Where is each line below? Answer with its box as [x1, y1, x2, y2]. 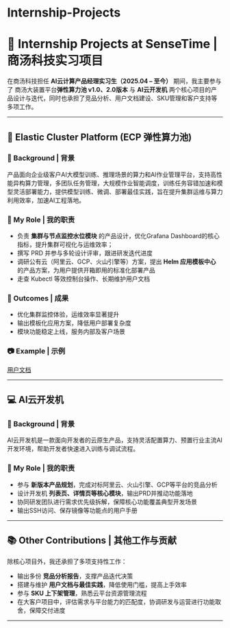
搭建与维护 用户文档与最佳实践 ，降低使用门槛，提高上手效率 [16, 580, 187, 588]
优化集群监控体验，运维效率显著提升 [16, 310, 120, 318]
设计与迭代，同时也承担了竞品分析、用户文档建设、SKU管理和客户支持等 [12, 94, 218, 102]
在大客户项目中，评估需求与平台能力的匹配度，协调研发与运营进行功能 [16, 597, 216, 605]
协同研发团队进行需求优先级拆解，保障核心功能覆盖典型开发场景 [16, 498, 197, 506]
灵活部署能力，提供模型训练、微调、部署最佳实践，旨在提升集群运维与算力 [12, 187, 223, 196]
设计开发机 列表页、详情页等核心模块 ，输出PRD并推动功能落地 [16, 489, 193, 497]
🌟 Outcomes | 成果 [7, 294, 69, 303]
